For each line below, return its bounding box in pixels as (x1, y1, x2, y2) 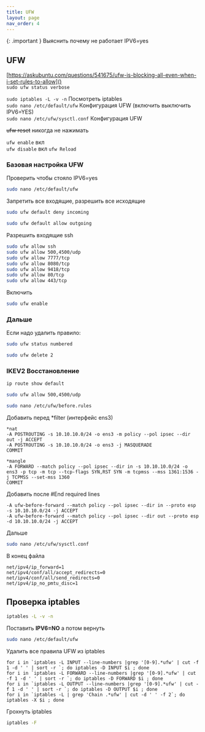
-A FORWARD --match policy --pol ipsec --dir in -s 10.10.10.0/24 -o (6, 463, 188, 470)
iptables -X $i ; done (6, 697, 64, 703)
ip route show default (6, 380, 64, 387)
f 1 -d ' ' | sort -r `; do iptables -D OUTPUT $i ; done (6, 686, 158, 692)
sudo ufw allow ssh (6, 243, 56, 250)
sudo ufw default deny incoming (6, 210, 89, 216)
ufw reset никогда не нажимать (6, 127, 89, 134)
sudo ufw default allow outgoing (6, 221, 92, 227)
